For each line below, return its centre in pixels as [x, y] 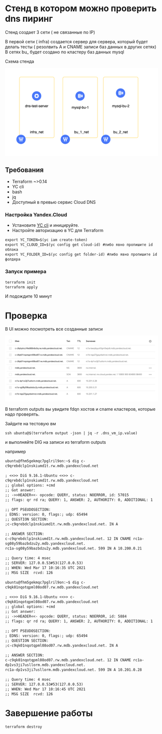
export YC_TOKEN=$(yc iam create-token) [47, 240]
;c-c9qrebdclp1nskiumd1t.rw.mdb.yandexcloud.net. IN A [62, 524]
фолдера [13, 259]
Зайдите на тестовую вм [31, 424]
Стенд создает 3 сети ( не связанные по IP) [50, 32]
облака [12, 250]
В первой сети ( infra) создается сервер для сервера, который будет [76, 41]
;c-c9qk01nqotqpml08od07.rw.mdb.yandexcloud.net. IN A [62, 646]
